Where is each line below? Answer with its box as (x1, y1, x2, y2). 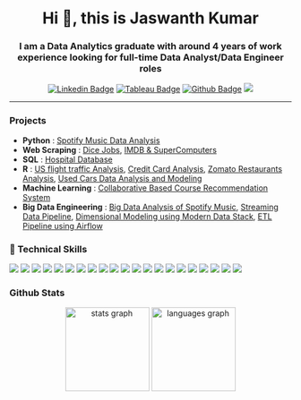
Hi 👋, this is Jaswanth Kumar (41, 8, 260, 29)
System (21, 191, 51, 202)
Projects (9, 115, 47, 127)
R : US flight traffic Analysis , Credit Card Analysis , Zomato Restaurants (21, 163, 283, 174)
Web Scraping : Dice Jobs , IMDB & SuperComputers (21, 144, 218, 155)
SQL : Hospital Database (21, 154, 114, 165)
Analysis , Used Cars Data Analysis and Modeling (21, 173, 202, 183)
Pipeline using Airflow (21, 220, 103, 231)
